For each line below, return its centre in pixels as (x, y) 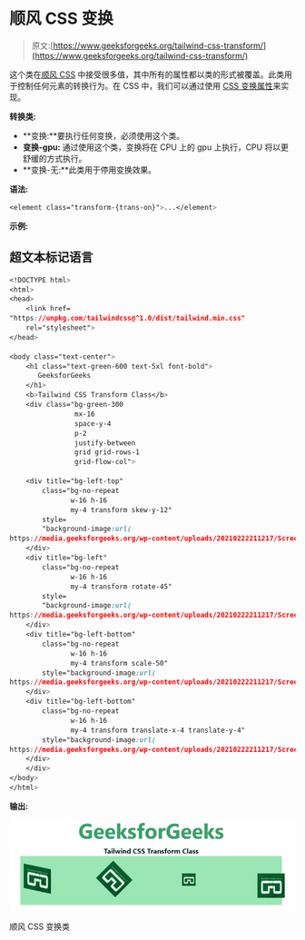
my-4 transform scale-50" (119, 663)
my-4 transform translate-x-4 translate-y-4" (158, 730)
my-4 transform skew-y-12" (121, 510)
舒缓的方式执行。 (54, 158)
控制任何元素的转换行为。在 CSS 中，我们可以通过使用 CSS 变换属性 (145, 85)
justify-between (105, 443)
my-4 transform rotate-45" (121, 587)
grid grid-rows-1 (107, 452)
